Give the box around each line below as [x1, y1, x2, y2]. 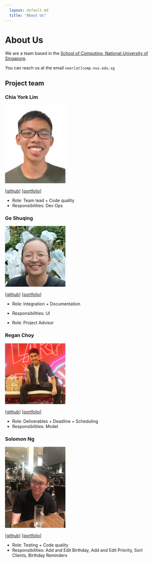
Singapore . [5, 56, 27, 62]
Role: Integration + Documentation [12, 301, 81, 307]
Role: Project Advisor [12, 320, 54, 326]
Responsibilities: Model [12, 423, 58, 429]
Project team [5, 79, 44, 87]
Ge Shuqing [5, 215, 33, 222]
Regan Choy [5, 332, 35, 339]
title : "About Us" [9, 13, 47, 18]
